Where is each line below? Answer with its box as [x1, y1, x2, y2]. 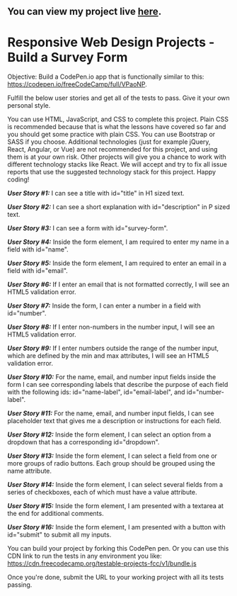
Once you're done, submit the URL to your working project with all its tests [7, 573, 224, 582]
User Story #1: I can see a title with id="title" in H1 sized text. [7, 189, 185, 198]
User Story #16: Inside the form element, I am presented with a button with [7, 523, 226, 532]
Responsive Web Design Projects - [7, 34, 215, 50]
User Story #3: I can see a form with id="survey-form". [7, 224, 168, 232]
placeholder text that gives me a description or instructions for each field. [7, 417, 221, 425]
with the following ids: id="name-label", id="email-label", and [7, 388, 185, 396]
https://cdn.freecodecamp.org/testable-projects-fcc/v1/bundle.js [7, 559, 197, 568]
